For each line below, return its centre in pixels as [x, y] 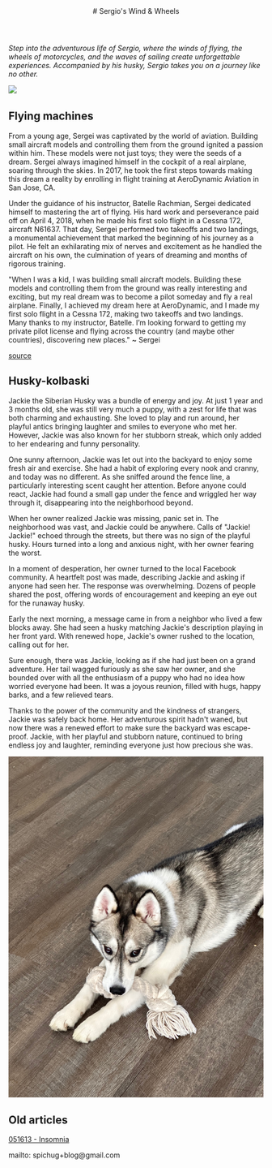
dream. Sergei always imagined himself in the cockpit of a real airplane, [127, 162]
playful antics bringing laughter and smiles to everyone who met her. [123, 426]
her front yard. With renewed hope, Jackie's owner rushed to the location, [132, 636]
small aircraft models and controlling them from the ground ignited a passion [136, 144]
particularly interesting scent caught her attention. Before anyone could [127, 485]
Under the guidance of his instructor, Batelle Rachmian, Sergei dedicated [130, 203]
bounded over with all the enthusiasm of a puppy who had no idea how [127, 677]
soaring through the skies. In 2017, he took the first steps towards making [130, 170]
